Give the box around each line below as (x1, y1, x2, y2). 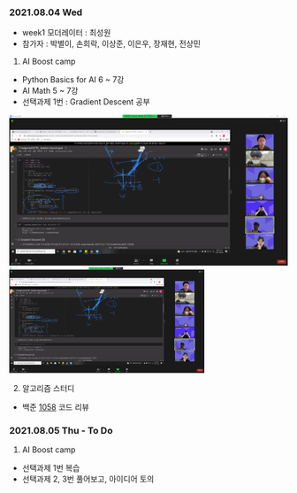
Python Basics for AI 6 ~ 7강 (21, 74, 125, 85)
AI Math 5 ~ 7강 (21, 86, 79, 96)
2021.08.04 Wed (9, 6, 83, 19)
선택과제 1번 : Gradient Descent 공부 (21, 96, 150, 107)
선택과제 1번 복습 (21, 463, 80, 474)
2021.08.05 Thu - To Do (9, 424, 113, 436)
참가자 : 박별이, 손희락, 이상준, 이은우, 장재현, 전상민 (21, 38, 202, 50)
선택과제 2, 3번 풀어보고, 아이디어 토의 (21, 474, 155, 484)
